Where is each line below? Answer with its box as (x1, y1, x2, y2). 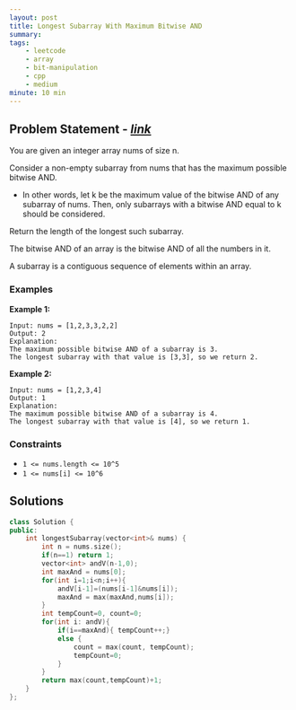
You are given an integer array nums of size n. (9, 145, 179, 156)
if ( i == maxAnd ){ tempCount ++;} (57, 626, 170, 635)
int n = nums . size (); (41, 542, 123, 552)
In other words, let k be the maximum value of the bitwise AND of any (22, 189, 280, 200)
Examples (9, 284, 54, 296)
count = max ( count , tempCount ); (73, 643, 195, 652)
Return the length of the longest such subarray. (9, 226, 184, 237)
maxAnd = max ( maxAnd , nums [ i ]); (57, 592, 175, 601)
